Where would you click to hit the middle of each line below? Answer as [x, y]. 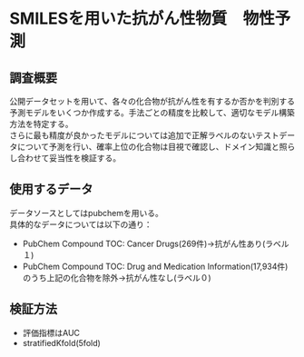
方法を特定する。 [41, 124]
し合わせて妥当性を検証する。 [65, 158]
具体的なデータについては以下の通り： [81, 224]
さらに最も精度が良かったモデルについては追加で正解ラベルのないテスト [144, 135]
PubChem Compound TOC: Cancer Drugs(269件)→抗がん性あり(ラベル [156, 243]
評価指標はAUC [51, 332]
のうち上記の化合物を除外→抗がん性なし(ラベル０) [117, 277]
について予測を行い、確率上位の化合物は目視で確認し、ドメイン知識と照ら [156, 147]
